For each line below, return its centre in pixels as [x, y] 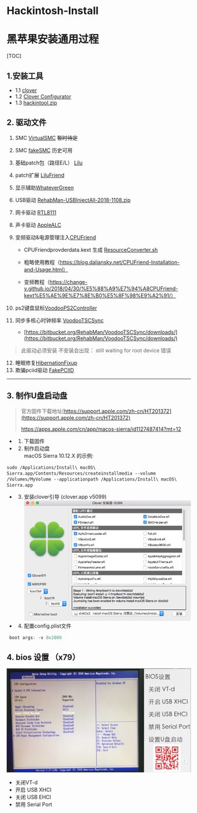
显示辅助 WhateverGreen [44, 187]
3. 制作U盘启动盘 [37, 396]
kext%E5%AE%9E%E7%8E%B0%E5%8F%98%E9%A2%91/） [100, 295]
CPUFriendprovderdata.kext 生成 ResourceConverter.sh [91, 249]
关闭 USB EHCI [33, 797]
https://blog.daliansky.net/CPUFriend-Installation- [120, 262]
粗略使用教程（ [42, 262]
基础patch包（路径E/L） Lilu [49, 163]
